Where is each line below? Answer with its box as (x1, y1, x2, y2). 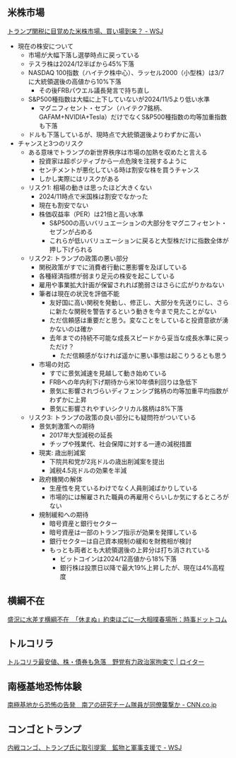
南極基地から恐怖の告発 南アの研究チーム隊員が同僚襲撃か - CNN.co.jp (7, 701, 217, 709)
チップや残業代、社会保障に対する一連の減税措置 (49, 439, 192, 448)
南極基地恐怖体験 (7, 680, 82, 692)
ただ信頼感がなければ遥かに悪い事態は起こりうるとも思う (59, 351, 228, 359)
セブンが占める (49, 227, 93, 235)
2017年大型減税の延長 (49, 431, 113, 439)
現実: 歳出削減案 (38, 448, 86, 457)
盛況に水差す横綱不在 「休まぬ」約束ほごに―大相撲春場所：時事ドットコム (7, 614, 228, 624)
